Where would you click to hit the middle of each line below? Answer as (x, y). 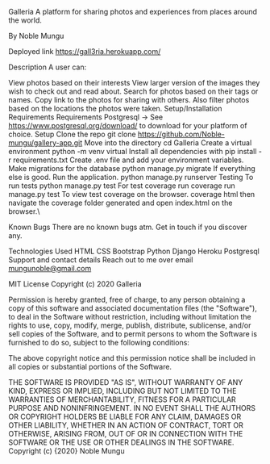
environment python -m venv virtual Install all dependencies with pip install (133, 151)
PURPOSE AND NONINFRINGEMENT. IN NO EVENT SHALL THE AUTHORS (132, 408)
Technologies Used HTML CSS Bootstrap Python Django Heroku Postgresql (134, 251)
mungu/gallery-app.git (46, 143)
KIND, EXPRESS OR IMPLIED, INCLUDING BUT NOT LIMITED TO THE (123, 391)
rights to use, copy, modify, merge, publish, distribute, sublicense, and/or (130, 325)
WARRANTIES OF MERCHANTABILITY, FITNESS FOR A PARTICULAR (122, 399)
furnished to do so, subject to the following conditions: (99, 343)
